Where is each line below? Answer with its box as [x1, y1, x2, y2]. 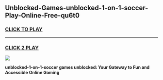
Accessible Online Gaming [5, 69, 60, 75]
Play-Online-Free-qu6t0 [5, 12, 80, 20]
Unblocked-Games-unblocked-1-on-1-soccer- [5, 4, 148, 12]
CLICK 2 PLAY [5, 44, 39, 51]
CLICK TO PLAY [5, 26, 43, 33]
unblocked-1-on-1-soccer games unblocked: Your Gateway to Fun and [5, 64, 150, 70]
